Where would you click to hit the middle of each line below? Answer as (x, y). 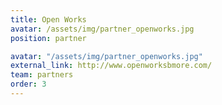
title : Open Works (48, 19)
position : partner (48, 38)
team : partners (42, 75)
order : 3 (28, 84)
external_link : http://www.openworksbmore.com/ (111, 66)
